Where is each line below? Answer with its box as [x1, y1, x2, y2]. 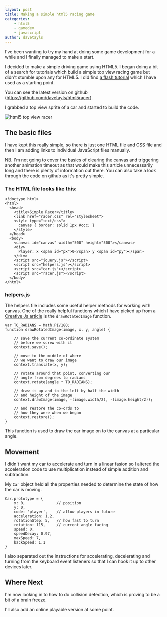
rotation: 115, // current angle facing [14, 523, 108, 528]
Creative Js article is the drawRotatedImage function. [5, 313, 111, 319]
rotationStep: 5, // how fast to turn [14, 518, 99, 523]
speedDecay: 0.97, [14, 531, 52, 536]
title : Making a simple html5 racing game [5, 12, 95, 17]
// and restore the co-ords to [14, 406, 79, 411]
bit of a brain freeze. [5, 597, 47, 603]
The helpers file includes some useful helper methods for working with [5, 303, 151, 309]
